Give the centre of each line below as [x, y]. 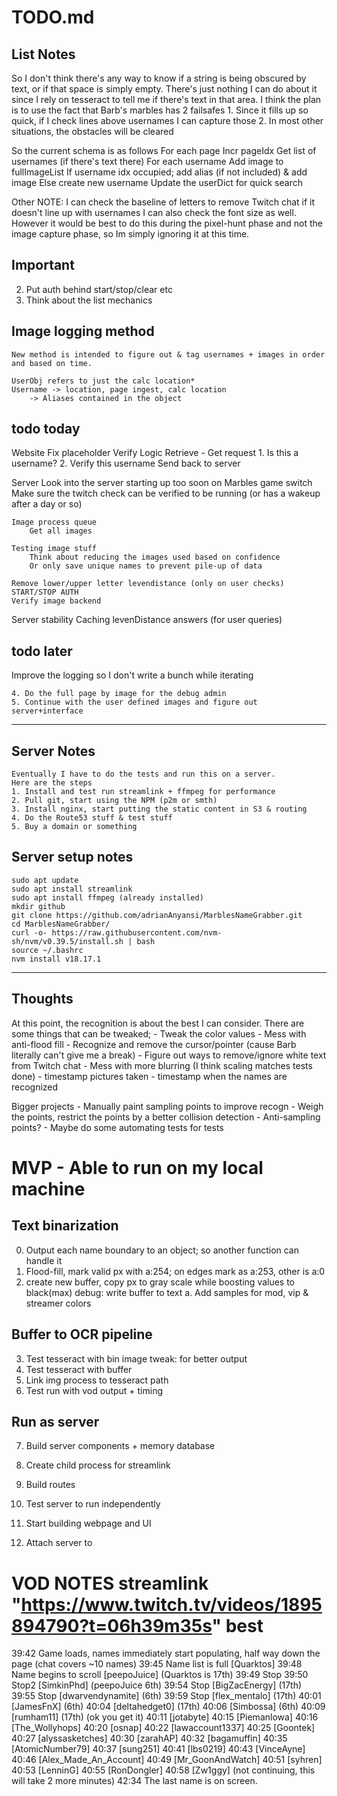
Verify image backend [56, 601]
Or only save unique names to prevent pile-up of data [146, 566]
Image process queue [54, 522]
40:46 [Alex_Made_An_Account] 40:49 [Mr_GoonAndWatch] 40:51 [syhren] [167, 1760]
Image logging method [83, 331]
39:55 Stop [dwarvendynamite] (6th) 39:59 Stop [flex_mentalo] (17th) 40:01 [166, 1696]
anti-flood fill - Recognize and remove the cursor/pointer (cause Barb [154, 1044]
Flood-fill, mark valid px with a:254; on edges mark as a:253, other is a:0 [175, 1271]
